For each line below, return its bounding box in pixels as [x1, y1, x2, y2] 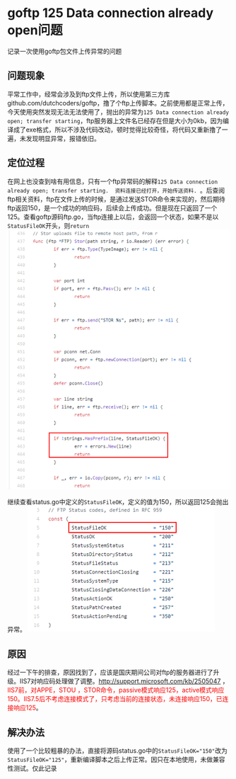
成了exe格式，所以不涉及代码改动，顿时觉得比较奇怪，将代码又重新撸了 [13, 125, 223, 134]
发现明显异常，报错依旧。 [25, 134, 100, 142]
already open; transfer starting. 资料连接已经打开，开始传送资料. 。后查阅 [7, 186, 225, 194]
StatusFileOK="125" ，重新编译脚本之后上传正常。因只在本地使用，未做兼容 [7, 756, 225, 764]
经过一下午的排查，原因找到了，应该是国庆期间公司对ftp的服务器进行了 [7, 668, 213, 677]
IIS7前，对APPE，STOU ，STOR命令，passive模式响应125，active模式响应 [7, 686, 225, 695]
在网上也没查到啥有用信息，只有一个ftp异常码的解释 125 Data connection [7, 177, 218, 186]
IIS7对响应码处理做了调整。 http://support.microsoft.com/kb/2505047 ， [19, 677, 229, 686]
